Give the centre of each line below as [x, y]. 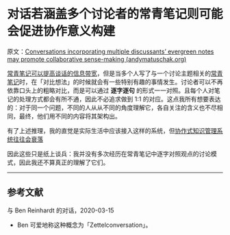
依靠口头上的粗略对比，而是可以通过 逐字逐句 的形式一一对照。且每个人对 [111, 90]
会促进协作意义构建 [61, 31]
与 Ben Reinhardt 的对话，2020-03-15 [61, 210]
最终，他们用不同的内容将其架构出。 [70, 116]
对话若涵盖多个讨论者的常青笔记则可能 [115, 14]
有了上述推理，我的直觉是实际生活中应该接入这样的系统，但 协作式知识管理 [112, 130]
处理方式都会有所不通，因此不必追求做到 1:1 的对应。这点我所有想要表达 [120, 99]
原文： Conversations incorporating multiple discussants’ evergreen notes [111, 51]
